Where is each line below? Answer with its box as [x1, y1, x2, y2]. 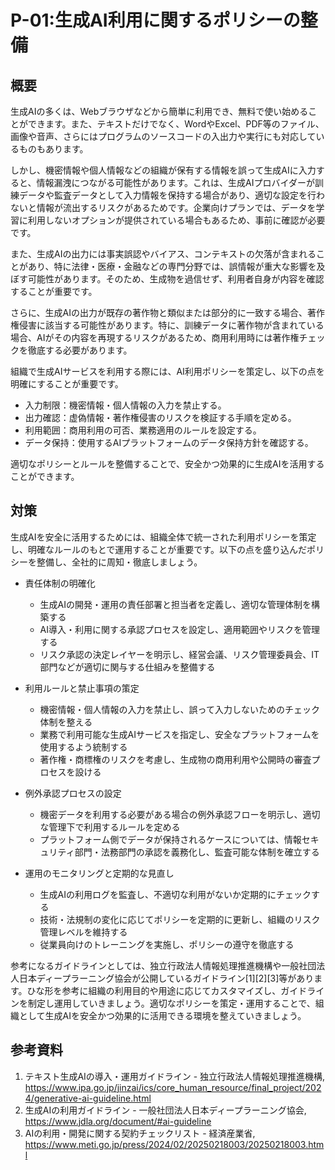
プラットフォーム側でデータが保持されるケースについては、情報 [39, 833, 302, 845]
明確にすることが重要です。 [10, 378, 124, 390]
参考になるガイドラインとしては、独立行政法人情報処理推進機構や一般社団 [10, 959, 317, 971]
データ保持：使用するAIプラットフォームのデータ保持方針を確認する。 [24, 437, 314, 448]
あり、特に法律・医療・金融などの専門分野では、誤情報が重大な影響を [27, 261, 317, 272]
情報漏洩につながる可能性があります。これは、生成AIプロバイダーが [36, 177, 315, 188]
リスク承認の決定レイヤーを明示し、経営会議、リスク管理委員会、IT [39, 648, 320, 660]
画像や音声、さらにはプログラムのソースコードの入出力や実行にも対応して [10, 131, 317, 142]
